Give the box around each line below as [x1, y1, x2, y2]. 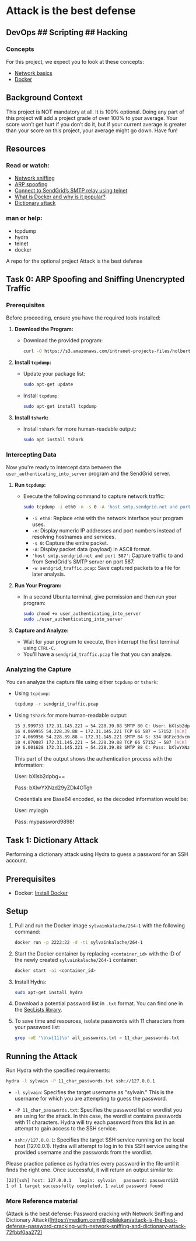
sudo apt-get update [23, 381, 73, 387]
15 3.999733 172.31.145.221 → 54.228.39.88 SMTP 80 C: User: [14, 723, 167, 729]
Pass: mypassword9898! [14, 818, 75, 826]
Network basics [14, 69, 52, 77]
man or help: [6, 214, 43, 222]
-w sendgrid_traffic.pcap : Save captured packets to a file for [32, 565, 181, 572]
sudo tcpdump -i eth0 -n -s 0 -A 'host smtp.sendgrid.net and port [23, 504, 191, 510]
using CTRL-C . [23, 644, 55, 651]
